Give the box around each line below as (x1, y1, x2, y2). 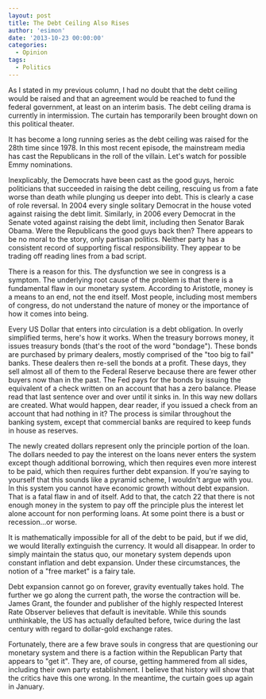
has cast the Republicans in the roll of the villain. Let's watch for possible (8, 151, 247, 161)
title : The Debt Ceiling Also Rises (8, 19, 129, 27)
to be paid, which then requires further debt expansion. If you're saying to (8, 466, 250, 476)
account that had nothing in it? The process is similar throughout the (8, 409, 232, 418)
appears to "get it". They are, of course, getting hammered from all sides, (8, 656, 248, 666)
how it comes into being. (8, 309, 89, 318)
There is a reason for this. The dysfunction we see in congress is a (8, 266, 226, 276)
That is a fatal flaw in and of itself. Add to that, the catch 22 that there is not (8, 491, 256, 501)
